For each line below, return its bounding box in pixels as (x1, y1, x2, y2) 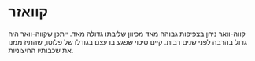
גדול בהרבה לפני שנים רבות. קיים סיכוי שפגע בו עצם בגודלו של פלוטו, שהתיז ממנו (8, 37, 248, 46)
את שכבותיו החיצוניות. (8, 45, 74, 55)
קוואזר (8, 3, 49, 21)
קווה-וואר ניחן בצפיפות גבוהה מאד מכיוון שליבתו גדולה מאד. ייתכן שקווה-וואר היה (8, 29, 246, 38)
